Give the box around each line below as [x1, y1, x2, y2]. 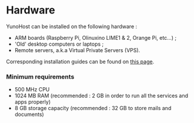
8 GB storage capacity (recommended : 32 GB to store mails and [14, 105, 172, 112]
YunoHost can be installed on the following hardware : [6, 23, 138, 30]
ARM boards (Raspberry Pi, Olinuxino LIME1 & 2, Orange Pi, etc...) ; [14, 34, 177, 41]
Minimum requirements [6, 73, 75, 81]
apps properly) [14, 98, 51, 105]
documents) [14, 111, 44, 118]
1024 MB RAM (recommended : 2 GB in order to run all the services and [14, 92, 189, 100]
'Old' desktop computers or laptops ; [14, 40, 104, 47]
